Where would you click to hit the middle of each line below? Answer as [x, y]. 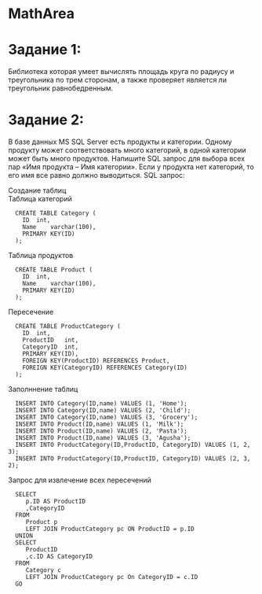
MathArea [41, 14]
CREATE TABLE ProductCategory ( [68, 327]
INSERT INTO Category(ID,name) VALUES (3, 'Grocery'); [107, 418]
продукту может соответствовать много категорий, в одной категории [127, 150]
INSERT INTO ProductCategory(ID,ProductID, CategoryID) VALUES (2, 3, [133, 459]
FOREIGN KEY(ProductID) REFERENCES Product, [96, 361]
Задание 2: [46, 120]
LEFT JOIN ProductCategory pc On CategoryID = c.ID [112, 577]
